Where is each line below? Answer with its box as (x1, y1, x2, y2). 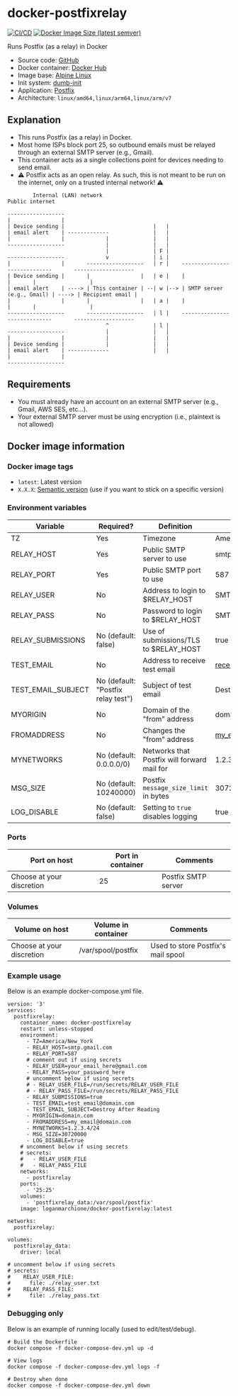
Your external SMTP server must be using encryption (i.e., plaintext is (17, 412, 221, 421)
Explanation (7, 114, 62, 126)
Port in (115, 850, 139, 860)
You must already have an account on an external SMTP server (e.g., (17, 397, 219, 405)
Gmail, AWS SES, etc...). (17, 405, 88, 413)
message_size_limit (142, 784, 209, 792)
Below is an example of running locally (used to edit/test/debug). (7, 1324, 196, 1333)
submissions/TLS (142, 635, 200, 645)
